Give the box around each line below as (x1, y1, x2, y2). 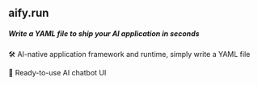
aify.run (8, 6, 49, 20)
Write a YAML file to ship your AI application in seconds (8, 28, 200, 38)
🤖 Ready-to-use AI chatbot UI (8, 68, 107, 78)
